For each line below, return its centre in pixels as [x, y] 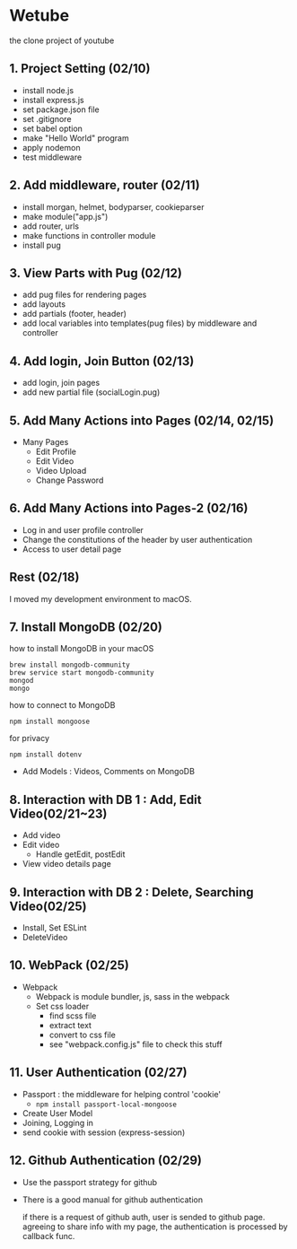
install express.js [53, 100]
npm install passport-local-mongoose [106, 1105]
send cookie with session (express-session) [104, 1132]
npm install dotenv [46, 755]
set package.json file [61, 109]
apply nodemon [51, 147]
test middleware [52, 157]
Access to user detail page [72, 549]
